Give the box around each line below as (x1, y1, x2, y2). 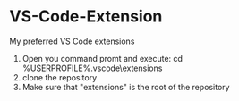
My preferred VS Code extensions (9, 36, 135, 46)
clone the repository (21, 72, 98, 82)
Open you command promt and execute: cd (21, 53, 184, 63)
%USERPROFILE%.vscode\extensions (21, 63, 163, 73)
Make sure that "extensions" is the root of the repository (21, 81, 230, 92)
